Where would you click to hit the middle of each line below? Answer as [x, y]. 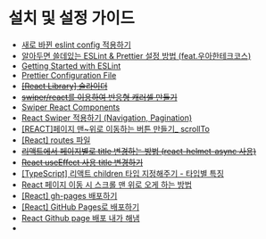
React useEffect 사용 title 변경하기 [82, 162]
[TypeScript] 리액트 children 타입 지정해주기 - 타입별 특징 [123, 173]
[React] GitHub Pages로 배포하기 [80, 207]
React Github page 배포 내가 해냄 [80, 218]
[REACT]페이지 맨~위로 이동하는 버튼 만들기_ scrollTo [116, 128]
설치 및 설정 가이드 [71, 18]
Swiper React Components [71, 107]
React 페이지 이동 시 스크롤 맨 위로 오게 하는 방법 [107, 185]
